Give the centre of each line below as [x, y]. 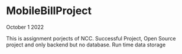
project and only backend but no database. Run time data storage [86, 45]
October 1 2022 [25, 27]
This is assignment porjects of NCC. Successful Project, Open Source [91, 38]
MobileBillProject [49, 11]
